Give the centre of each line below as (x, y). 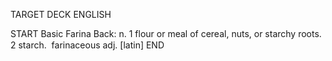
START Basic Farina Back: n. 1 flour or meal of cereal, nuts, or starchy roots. (166, 33)
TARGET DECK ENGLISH (61, 14)
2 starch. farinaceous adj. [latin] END (87, 45)
